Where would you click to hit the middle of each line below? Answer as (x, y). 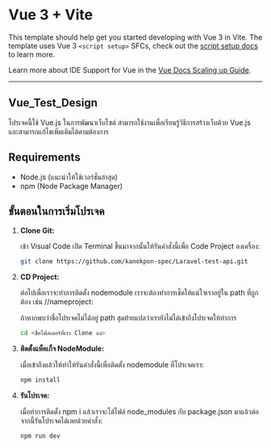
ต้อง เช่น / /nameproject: (57, 302)
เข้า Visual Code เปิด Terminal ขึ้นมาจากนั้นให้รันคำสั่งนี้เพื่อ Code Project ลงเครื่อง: (140, 246)
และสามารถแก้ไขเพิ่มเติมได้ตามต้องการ (58, 132)
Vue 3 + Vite (51, 15)
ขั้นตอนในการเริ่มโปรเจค (56, 211)
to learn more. (31, 54)
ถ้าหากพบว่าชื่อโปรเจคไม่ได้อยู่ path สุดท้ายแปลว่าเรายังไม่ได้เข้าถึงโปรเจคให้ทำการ (128, 318)
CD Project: (40, 277)
